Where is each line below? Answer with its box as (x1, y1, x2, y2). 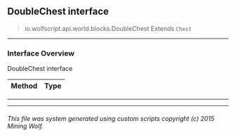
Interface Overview (7, 48, 75, 58)
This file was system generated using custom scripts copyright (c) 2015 (7, 114, 215, 122)
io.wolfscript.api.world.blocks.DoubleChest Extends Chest (24, 24, 192, 32)
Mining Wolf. (7, 122, 44, 130)
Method (11, 81, 38, 91)
